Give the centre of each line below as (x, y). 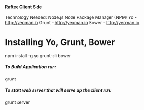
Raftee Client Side (24, 7)
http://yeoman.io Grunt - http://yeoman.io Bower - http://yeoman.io (72, 23)
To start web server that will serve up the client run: (58, 90)
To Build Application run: (31, 67)
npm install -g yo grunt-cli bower (38, 56)
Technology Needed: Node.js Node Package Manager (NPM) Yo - (71, 17)
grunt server (18, 102)
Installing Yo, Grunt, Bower (60, 42)
